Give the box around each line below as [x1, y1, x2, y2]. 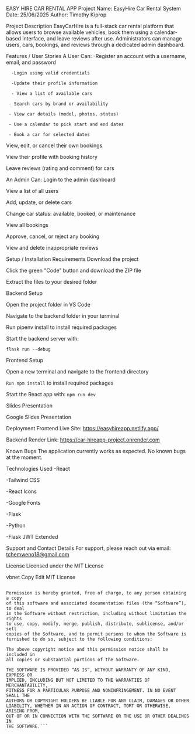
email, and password [6, 59, 57, 66]
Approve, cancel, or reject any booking [6, 233, 100, 240]
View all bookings [6, 222, 48, 228]
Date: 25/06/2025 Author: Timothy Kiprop [6, 11, 107, 18]
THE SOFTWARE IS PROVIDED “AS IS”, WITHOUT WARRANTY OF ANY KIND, [6, 667, 171, 673]
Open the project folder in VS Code [6, 301, 90, 308]
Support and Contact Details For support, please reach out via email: [6, 545, 171, 552]
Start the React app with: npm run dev [6, 391, 96, 397]
